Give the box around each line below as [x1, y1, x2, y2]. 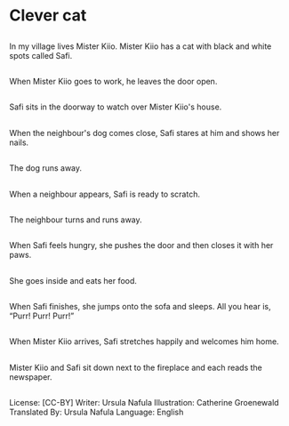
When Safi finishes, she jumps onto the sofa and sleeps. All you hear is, [9, 301, 271, 312]
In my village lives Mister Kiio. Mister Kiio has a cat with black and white [9, 41, 272, 52]
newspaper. [9, 371, 52, 382]
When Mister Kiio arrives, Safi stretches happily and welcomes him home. [9, 336, 279, 347]
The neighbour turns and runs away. [9, 214, 142, 225]
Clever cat [9, 5, 87, 26]
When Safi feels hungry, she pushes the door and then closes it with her [9, 240, 274, 251]
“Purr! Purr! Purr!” [9, 310, 75, 321]
